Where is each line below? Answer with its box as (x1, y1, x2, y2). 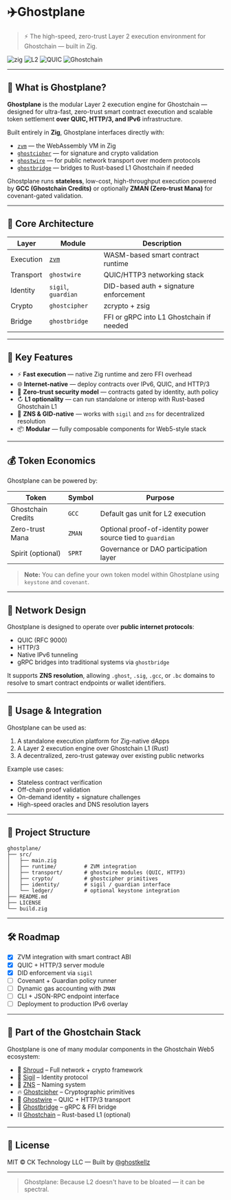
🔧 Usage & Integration (7, 705, 102, 717)
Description (142, 238, 182, 248)
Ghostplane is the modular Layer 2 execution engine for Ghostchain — (7, 100, 208, 108)
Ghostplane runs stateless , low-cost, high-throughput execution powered (7, 177, 217, 185)
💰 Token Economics (7, 454, 96, 466)
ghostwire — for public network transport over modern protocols (16, 156, 201, 164)
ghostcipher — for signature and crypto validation (16, 148, 159, 157)
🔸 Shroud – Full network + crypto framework (16, 1066, 143, 1074)
